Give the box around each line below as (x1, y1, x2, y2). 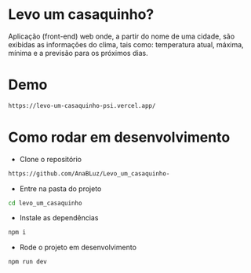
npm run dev (8, 258, 47, 266)
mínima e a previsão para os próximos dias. (8, 48, 148, 57)
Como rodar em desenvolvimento (8, 128, 231, 146)
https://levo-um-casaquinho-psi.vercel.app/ (8, 101, 156, 109)
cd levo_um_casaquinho (8, 199, 82, 207)
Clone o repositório (19, 154, 82, 164)
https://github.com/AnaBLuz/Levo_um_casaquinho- (8, 169, 170, 178)
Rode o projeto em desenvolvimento (19, 242, 137, 253)
